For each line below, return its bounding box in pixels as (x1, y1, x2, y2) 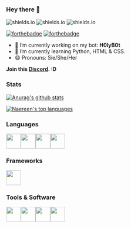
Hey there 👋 (6, 5, 40, 14)
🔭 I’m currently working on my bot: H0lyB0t (14, 41, 120, 49)
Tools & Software (6, 193, 56, 201)
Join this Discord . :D (6, 66, 57, 73)
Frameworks (6, 157, 43, 165)
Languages (6, 120, 39, 128)
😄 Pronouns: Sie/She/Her (14, 54, 78, 61)
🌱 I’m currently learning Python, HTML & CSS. (14, 48, 126, 55)
